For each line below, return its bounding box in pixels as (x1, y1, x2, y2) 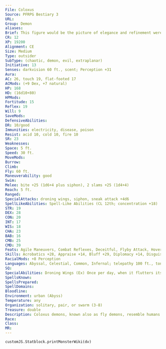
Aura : (5, 72, 16, 77)
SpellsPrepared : (5, 279, 39, 284)
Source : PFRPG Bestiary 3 (5, 12, 58, 17)
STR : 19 (5, 206, 21, 211)
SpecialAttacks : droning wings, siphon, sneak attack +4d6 (5, 197, 129, 202)
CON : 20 (5, 215, 21, 220)
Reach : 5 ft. (5, 187, 32, 192)
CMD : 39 (5, 243, 21, 248)
